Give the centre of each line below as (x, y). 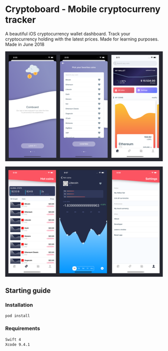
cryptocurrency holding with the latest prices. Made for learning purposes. (82, 39)
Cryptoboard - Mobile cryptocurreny (83, 9)
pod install (17, 316)
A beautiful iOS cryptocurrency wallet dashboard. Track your (68, 34)
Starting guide (28, 291)
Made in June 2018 (25, 44)
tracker (20, 20)
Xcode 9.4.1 (17, 344)
